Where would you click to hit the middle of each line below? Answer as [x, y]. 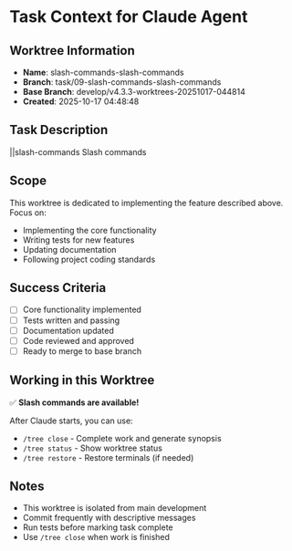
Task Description [59, 130]
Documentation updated [68, 330]
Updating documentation [69, 249]
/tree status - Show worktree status [92, 448]
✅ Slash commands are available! [74, 402]
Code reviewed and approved [78, 340]
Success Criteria [58, 288]
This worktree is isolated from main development [115, 508]
